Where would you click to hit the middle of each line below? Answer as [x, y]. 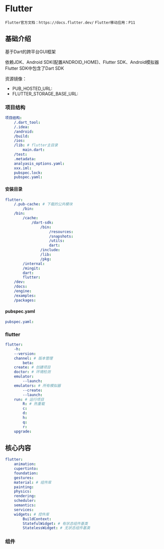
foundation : [26, 473]
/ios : [20, 141]
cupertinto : [26, 469]
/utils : [57, 241]
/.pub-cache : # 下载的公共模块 [43, 204]
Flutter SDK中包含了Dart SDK [35, 68]
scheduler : [25, 501]
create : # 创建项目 [32, 367]
